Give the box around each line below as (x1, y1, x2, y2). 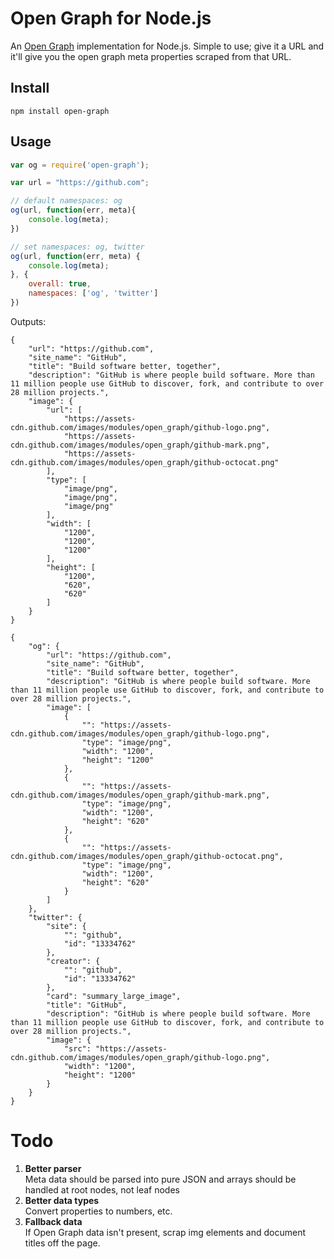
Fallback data (24, 1215, 83, 1227)
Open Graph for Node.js (10, 7, 212, 30)
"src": (63, 1043, 92, 1054)
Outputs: (10, 315, 47, 327)
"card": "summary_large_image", (46, 991, 182, 1001)
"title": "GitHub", (46, 1000, 128, 1010)
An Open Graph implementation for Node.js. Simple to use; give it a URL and (10, 40, 325, 52)
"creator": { (46, 956, 101, 966)
